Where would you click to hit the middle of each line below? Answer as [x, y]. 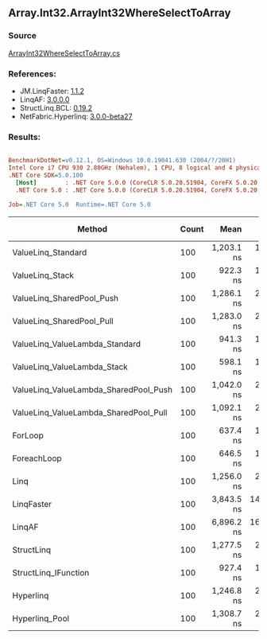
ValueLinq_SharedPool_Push [66, 298]
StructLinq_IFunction [51, 572]
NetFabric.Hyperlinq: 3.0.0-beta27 [76, 116]
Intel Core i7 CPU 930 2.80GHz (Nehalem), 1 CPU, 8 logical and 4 [120, 168]
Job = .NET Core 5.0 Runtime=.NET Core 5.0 [79, 205]
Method [92, 228]
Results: [25, 137]
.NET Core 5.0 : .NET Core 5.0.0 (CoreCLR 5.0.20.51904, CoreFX [124, 190]
